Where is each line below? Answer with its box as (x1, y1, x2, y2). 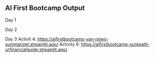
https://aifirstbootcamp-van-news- (37, 36, 109, 42)
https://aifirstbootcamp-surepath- (81, 41, 150, 47)
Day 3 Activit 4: (5, 36, 37, 42)
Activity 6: (59, 41, 80, 47)
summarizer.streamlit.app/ (5, 41, 58, 47)
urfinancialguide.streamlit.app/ (5, 46, 68, 52)
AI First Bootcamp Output (5, 4, 85, 12)
